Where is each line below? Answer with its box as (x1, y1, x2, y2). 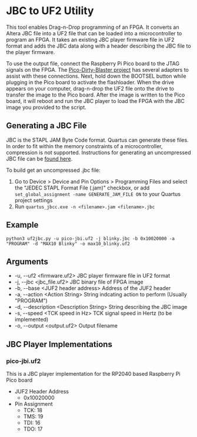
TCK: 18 (23, 407, 43, 414)
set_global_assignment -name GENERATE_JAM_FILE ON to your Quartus (14, 190, 181, 198)
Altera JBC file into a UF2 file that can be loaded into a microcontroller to (6, 29, 182, 36)
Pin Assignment (14, 401, 53, 408)
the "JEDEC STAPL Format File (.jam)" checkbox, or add (14, 184, 150, 191)
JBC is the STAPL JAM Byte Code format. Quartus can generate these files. (6, 136, 189, 144)
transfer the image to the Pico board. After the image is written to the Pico (6, 91, 185, 98)
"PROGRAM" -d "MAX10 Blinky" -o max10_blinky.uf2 (6, 241, 131, 246)
